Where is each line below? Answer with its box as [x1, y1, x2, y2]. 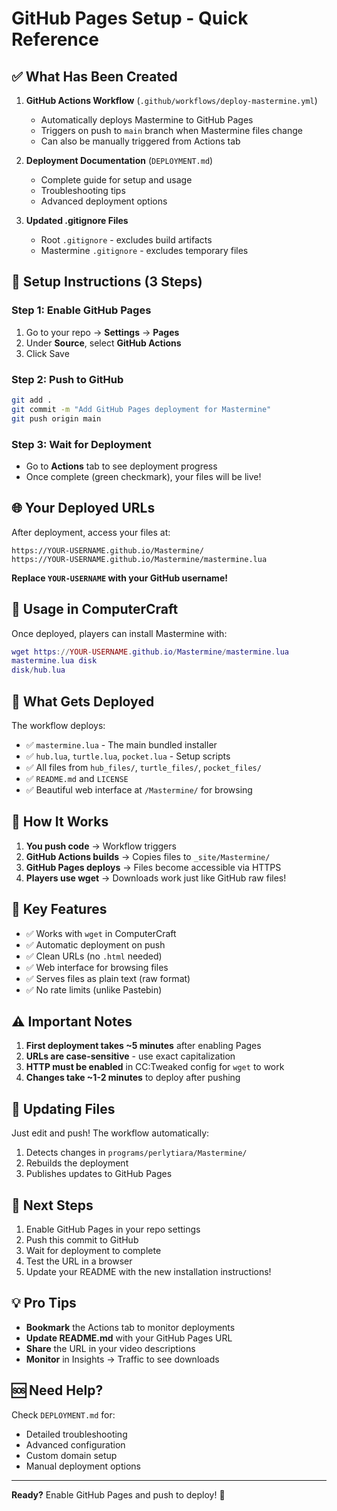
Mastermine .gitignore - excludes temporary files [40, 245, 249, 256]
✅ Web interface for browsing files [25, 961, 169, 973]
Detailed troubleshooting [25, 1428, 128, 1440]
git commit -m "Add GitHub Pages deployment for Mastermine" [11, 404, 272, 414]
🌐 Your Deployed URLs [11, 500, 156, 517]
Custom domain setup [25, 1449, 118, 1461]
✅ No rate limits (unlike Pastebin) [25, 983, 163, 996]
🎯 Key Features [11, 901, 108, 918]
